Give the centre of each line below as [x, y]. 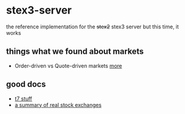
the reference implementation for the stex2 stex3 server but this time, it [92, 27]
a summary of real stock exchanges [58, 105]
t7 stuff [23, 99]
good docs [26, 84]
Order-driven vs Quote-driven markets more [68, 66]
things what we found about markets [75, 52]
